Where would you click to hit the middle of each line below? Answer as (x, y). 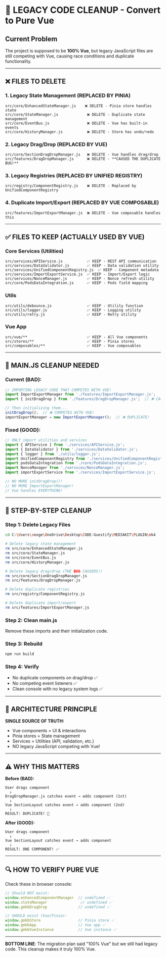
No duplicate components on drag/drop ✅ (55, 677)
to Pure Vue (30, 21)
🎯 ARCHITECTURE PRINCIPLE (51, 709)
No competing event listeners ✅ (45, 683)
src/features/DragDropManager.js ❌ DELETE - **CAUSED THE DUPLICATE (83, 159)
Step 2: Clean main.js (31, 620)
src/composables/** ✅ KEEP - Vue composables (73, 346)
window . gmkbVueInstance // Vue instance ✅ (61, 930)
